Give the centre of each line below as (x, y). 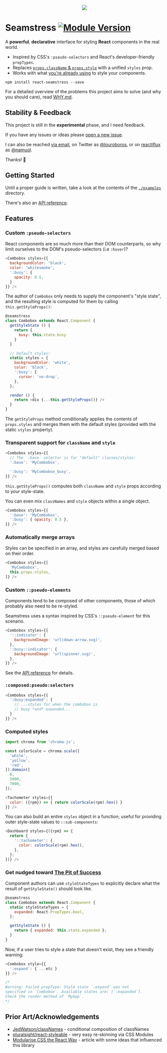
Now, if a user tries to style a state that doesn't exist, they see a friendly (79, 949)
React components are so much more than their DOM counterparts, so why (83, 244)
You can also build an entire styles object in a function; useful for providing (83, 817)
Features (19, 219)
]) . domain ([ (18, 770)
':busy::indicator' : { (33, 649)
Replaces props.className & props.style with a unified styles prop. (83, 68)
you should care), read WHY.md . (39, 97)
